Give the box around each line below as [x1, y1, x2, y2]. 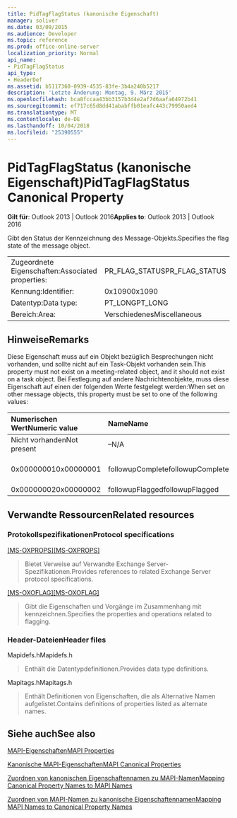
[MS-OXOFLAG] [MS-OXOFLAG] [7, 588, 100, 597]
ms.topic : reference [7, 37, 68, 44]
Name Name [108, 419, 149, 429]
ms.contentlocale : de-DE [7, 115, 80, 122]
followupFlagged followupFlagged [108, 485, 219, 495]
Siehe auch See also [7, 727, 96, 739]
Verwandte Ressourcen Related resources [7, 509, 195, 521]
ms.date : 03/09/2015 [7, 23, 68, 30]
